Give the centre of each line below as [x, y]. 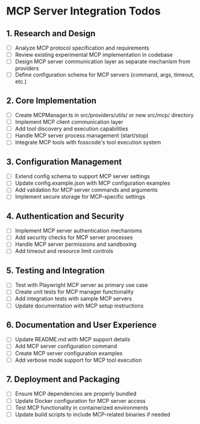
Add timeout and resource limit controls [64, 251]
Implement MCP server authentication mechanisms [79, 231]
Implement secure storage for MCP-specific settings [80, 197]
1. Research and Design [51, 34]
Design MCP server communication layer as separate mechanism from [103, 62]
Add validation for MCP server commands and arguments [86, 190]
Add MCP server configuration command [66, 346]
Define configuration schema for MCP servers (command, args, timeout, [105, 75]
